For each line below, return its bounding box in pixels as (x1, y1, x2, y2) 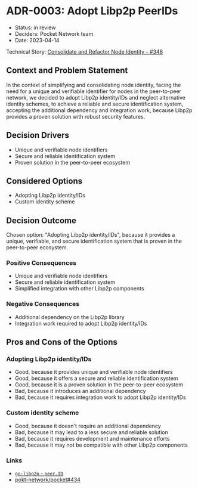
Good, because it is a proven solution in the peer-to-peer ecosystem (14, 381, 184, 388)
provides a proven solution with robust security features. (6, 113, 146, 120)
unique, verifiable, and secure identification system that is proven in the (6, 237, 182, 245)
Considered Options (6, 176, 82, 186)
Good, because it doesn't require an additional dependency (14, 422, 161, 429)
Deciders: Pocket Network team (14, 30, 94, 37)
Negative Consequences (6, 300, 79, 308)
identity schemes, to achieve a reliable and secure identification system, (6, 100, 184, 107)
